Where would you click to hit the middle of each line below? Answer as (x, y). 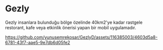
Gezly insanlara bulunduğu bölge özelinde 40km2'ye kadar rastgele (74, 22)
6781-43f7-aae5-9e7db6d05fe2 (38, 42)
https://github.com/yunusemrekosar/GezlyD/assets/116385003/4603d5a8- (81, 37)
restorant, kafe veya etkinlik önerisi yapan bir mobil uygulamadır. (71, 27)
